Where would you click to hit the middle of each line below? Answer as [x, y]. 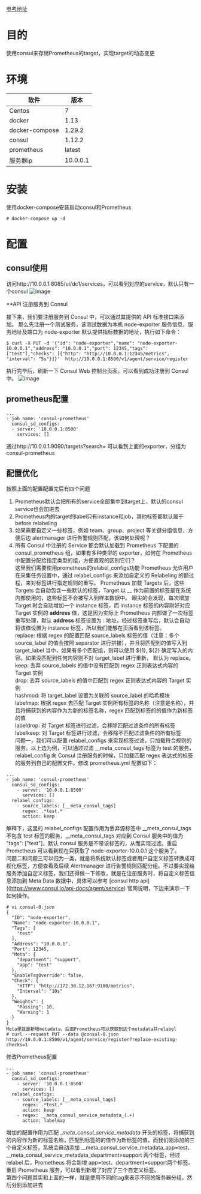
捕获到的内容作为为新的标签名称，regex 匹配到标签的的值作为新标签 [109, 711]
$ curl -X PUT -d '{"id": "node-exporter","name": [71, 343]
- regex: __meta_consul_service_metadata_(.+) [76, 1115]
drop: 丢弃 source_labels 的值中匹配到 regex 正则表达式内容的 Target [100, 681]
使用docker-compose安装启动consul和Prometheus [69, 207]
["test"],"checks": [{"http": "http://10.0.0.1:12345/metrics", [88, 354]
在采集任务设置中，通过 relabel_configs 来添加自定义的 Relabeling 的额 [102, 576]
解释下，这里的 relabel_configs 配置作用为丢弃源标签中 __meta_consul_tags [99, 828]
